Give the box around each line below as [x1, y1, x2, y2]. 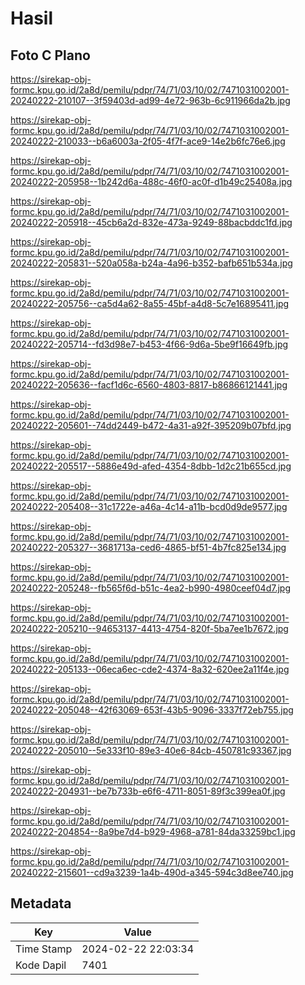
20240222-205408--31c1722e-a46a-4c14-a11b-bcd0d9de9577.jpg [10, 501, 288, 512]
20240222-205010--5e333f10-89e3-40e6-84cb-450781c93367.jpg [10, 745, 292, 756]
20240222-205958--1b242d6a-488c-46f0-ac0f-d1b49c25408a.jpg [10, 176, 293, 187]
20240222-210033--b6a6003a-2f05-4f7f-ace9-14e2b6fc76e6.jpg [10, 135, 286, 147]
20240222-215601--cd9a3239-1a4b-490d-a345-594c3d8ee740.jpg [10, 867, 294, 878]
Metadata [10, 895, 72, 912]
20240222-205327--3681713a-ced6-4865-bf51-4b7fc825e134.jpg [10, 542, 287, 553]
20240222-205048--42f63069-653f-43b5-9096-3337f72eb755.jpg [10, 704, 294, 716]
